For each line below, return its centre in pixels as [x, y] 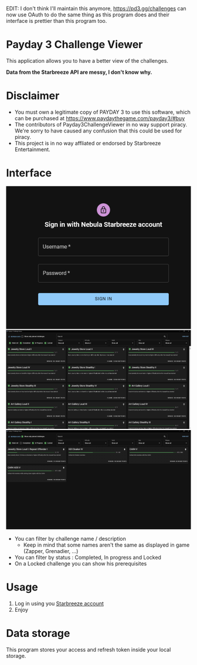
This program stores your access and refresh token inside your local [89, 650]
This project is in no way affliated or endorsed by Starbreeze [88, 143]
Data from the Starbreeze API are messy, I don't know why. [79, 72]
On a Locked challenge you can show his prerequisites [81, 564]
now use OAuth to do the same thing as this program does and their [88, 15]
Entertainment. [33, 149]
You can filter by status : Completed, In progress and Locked [88, 557]
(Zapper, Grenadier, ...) [51, 551]
